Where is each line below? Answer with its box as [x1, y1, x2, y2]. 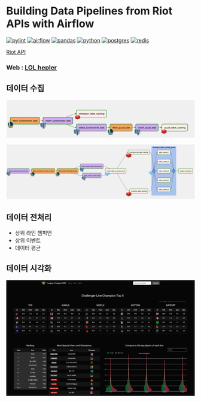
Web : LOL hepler [6, 63, 57, 71]
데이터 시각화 [6, 264, 52, 274]
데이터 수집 [6, 83, 45, 93]
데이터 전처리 [6, 212, 52, 222]
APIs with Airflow [6, 17, 95, 31]
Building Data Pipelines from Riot [6, 4, 173, 18]
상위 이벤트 [14, 237, 41, 244]
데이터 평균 [14, 244, 41, 252]
